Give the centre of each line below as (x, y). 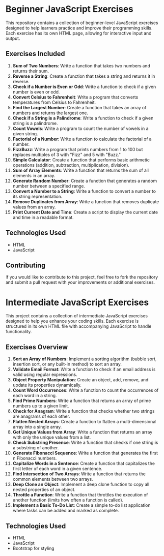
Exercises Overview (37, 347)
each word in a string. (35, 396)
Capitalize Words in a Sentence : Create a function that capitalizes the (84, 463)
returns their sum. (31, 71)
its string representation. (38, 196)
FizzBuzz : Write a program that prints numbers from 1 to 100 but (78, 149)
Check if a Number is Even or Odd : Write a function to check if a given (84, 87)
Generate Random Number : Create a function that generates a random (85, 181)
